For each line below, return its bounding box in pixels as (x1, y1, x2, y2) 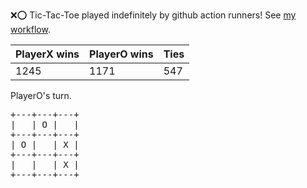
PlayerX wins (15, 47, 80, 61)
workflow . (10, 24, 51, 35)
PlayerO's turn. (10, 90, 72, 101)
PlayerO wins (89, 47, 154, 61)
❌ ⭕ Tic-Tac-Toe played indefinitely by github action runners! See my (10, 9, 297, 21)
